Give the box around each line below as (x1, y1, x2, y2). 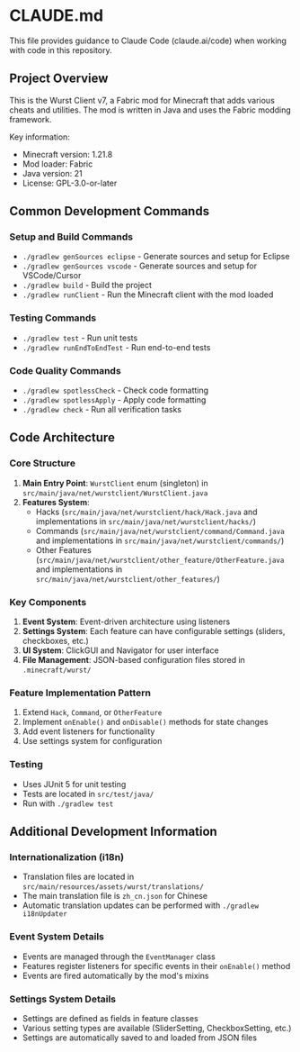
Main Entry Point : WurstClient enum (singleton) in (22, 477, 208, 488)
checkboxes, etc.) (22, 636, 90, 647)
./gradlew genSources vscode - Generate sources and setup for (22, 260, 258, 271)
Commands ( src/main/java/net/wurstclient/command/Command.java (35, 525, 285, 536)
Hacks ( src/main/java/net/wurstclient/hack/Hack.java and (35, 506, 258, 517)
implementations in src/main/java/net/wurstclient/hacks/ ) (35, 515, 256, 527)
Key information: (9, 131, 70, 142)
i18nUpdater (22, 910, 67, 919)
